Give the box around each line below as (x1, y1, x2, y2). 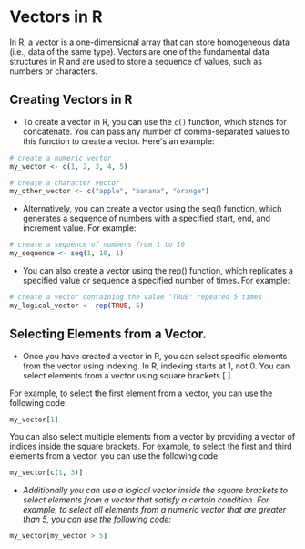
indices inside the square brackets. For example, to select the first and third (9, 440, 293, 452)
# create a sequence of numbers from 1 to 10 (9, 240, 185, 250)
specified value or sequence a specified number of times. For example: (22, 275, 290, 285)
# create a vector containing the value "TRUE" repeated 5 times (9, 293, 262, 302)
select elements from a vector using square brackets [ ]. (22, 369, 234, 380)
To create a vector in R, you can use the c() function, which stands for (22, 116, 287, 127)
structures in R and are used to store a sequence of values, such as (9, 56, 262, 67)
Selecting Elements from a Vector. (9, 326, 207, 342)
